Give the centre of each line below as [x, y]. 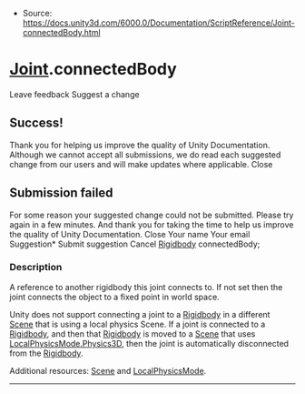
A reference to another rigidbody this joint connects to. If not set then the [146, 287]
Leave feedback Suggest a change [74, 94]
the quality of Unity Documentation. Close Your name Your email [130, 234]
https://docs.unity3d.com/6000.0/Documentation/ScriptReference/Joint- [158, 23]
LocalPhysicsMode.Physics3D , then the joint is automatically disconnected [149, 343]
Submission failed [61, 193]
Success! [36, 123]
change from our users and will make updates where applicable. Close [141, 164]
